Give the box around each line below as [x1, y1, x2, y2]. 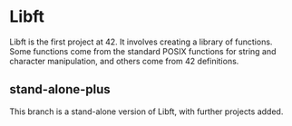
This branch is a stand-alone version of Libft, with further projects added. [9, 106, 284, 117]
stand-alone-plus [9, 82, 111, 97]
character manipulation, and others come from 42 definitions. [9, 55, 239, 66]
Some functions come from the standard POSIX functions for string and [9, 45, 277, 56]
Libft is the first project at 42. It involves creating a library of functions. [9, 36, 273, 47]
